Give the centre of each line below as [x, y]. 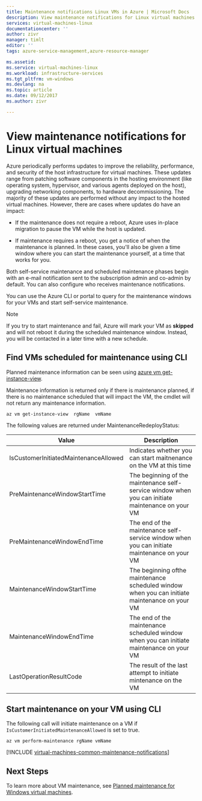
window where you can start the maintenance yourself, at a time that [100, 253]
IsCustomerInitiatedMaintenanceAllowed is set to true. [73, 730]
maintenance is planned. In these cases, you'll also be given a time [97, 247]
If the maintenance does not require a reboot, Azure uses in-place [96, 222]
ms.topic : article [29, 90]
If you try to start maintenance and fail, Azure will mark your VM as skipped [100, 326]
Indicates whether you [161, 450]
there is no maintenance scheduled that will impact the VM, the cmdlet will [98, 396]
